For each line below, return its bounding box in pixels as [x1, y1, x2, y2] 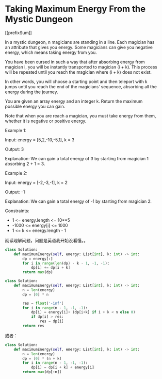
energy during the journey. [5, 89, 58, 95]
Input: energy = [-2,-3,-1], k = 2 [5, 180, 68, 185]
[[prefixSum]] [5, 30, 32, 35]
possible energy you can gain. [5, 103, 65, 109]
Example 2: [5, 170, 28, 176]
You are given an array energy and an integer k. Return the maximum [5, 98, 143, 104]
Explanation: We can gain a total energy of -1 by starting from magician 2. [5, 198, 152, 204]
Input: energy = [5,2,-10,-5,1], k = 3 [5, 137, 75, 143]
